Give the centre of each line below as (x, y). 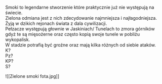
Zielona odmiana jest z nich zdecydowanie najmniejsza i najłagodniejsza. (81, 18)
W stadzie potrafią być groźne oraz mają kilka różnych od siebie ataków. (80, 45)
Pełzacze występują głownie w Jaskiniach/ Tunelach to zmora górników (80, 29)
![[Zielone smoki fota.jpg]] (32, 76)
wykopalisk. (18, 39)
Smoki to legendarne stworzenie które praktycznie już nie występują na (80, 7)
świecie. (14, 13)
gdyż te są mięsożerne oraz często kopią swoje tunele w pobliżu (73, 34)
